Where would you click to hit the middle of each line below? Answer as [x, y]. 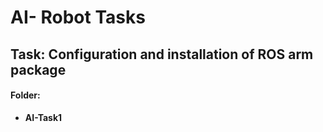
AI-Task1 [43, 117]
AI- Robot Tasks [78, 17]
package [38, 69]
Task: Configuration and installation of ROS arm [162, 54]
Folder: [25, 95]
